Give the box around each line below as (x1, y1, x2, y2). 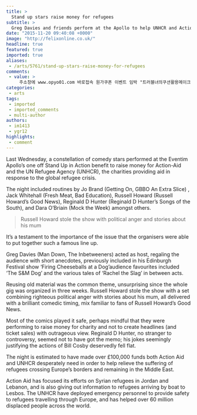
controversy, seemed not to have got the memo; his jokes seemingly (6, 335, 171, 343)
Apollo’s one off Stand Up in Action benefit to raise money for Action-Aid (6, 162, 182, 169)
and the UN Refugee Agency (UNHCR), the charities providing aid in (6, 168, 171, 175)
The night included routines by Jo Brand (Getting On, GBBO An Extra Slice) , (6, 185, 190, 192)
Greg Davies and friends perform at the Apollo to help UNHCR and (11, 25, 177, 31)
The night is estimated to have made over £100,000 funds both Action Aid (6, 353, 185, 360)
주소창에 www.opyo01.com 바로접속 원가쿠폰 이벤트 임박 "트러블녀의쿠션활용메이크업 (19, 80, 195, 86)
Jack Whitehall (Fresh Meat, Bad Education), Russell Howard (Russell (6, 192, 173, 199)
